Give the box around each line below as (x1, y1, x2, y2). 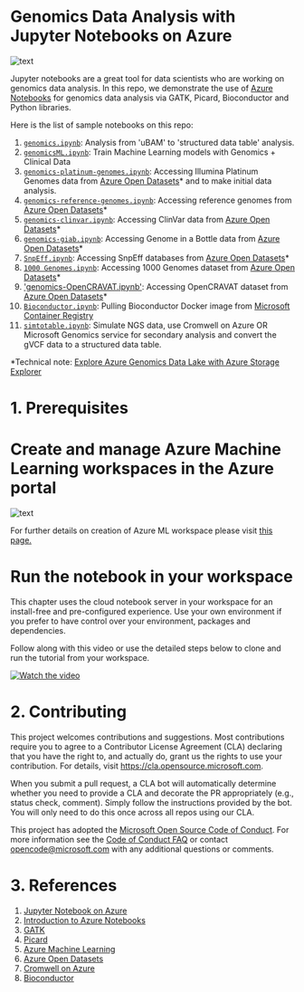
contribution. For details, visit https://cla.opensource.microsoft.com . (10, 760, 264, 771)
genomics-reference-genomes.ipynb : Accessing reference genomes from (23, 195, 292, 205)
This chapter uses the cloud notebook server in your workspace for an (10, 596, 273, 607)
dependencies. (10, 625, 66, 635)
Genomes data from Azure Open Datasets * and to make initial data (23, 175, 272, 186)
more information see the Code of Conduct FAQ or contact (10, 834, 229, 844)
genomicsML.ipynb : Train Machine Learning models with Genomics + (23, 147, 277, 157)
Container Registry (23, 310, 94, 320)
